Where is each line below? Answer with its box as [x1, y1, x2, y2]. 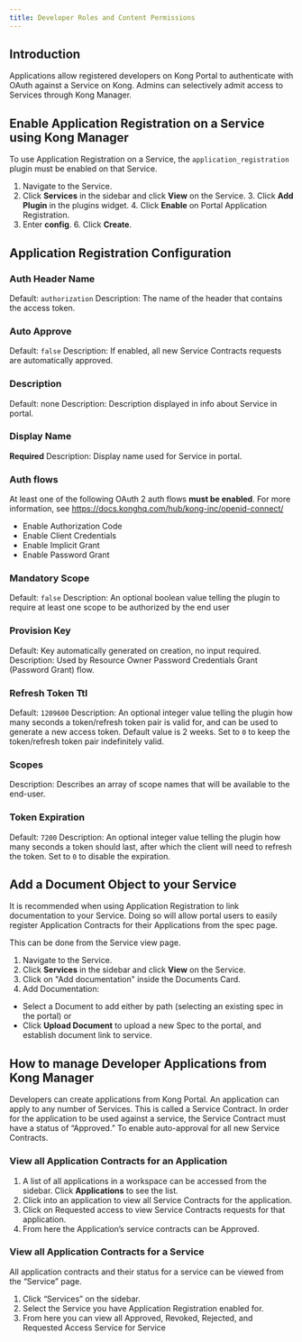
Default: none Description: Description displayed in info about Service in [9, 398, 278, 409]
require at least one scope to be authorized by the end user [9, 602, 230, 613]
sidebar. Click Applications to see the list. [22, 1185, 178, 1196]
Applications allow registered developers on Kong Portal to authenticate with [9, 70, 294, 81]
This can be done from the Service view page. [9, 937, 181, 948]
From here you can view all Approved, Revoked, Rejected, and [22, 1312, 253, 1323]
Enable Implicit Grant [22, 540, 101, 551]
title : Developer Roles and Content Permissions [9, 13, 196, 23]
